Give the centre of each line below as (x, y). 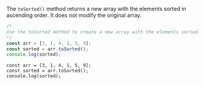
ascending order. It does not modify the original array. (74, 15)
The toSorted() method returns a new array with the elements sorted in (96, 9)
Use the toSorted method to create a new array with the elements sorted (102, 32)
